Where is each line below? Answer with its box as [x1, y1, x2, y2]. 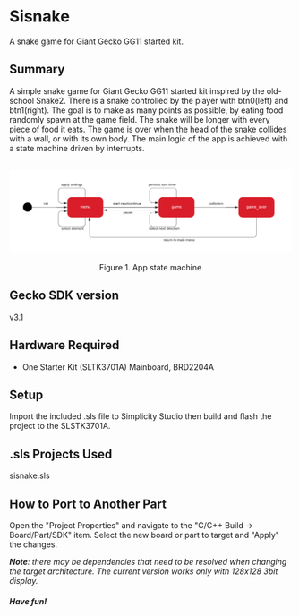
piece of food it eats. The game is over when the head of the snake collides [9, 124, 287, 134]
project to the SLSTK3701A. [9, 421, 111, 432]
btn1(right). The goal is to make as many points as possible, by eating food [9, 105, 284, 115]
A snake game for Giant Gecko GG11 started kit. [9, 36, 184, 47]
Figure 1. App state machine [98, 261, 202, 272]
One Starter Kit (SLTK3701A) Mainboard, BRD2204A [21, 361, 215, 372]
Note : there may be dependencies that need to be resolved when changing [9, 556, 287, 567]
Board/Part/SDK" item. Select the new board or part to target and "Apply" [9, 529, 280, 540]
